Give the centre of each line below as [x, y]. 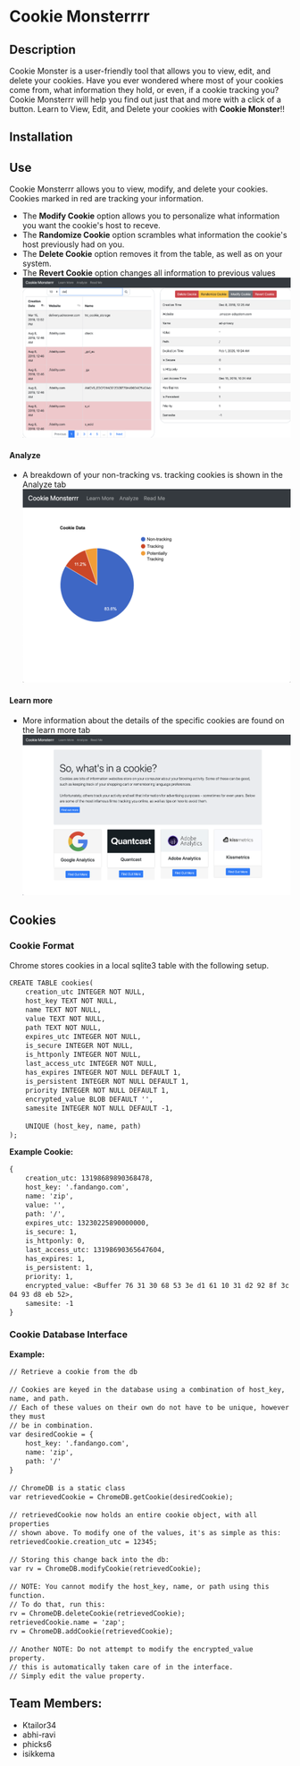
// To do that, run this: [57, 1604]
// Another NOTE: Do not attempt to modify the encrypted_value [131, 1649]
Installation [41, 137]
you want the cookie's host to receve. [91, 226]
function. [28, 1595]
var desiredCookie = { [51, 1434]
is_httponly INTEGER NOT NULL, [83, 1054]
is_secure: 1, [51, 1232]
